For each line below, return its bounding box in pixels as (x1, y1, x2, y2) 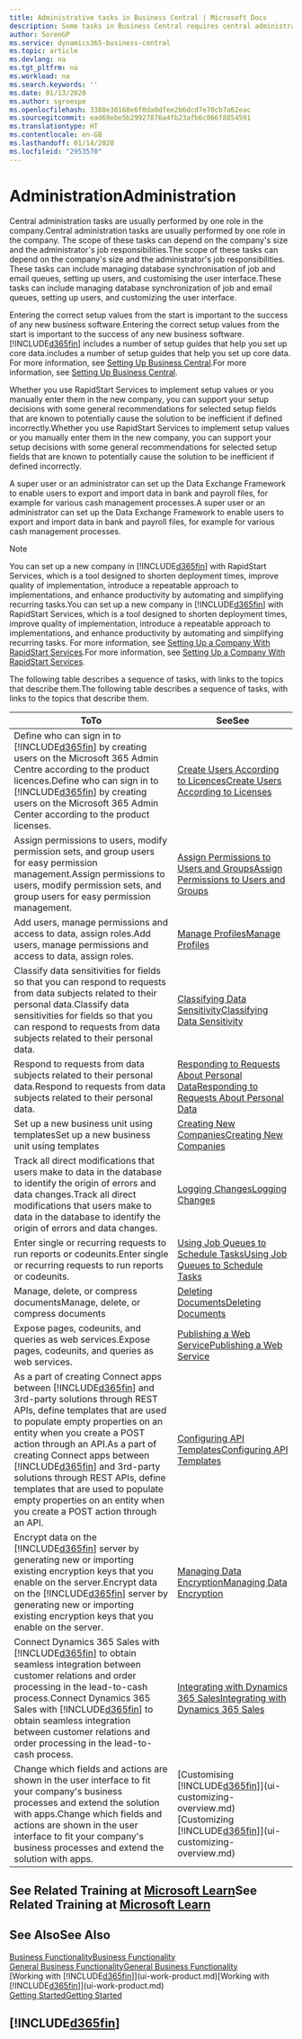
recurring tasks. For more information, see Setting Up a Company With (9, 637, 271, 648)
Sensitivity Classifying (176, 1004, 269, 1016)
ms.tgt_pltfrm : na (9, 64, 78, 73)
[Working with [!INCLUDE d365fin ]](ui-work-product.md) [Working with (9, 1971, 270, 1981)
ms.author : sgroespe (9, 96, 87, 106)
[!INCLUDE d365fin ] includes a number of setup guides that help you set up (9, 338, 288, 349)
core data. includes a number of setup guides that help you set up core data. (9, 347, 291, 358)
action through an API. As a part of (13, 1437, 157, 1450)
